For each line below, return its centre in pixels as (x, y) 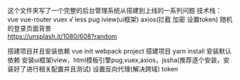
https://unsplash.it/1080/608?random (62, 36)
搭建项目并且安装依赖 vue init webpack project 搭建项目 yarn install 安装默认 (120, 51)
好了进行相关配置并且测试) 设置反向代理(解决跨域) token (96, 69)
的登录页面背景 (29, 28)
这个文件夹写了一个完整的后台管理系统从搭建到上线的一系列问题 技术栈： (115, 10)
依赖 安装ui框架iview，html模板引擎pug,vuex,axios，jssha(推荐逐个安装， (115, 60)
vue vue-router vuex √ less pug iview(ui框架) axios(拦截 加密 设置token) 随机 (120, 19)
